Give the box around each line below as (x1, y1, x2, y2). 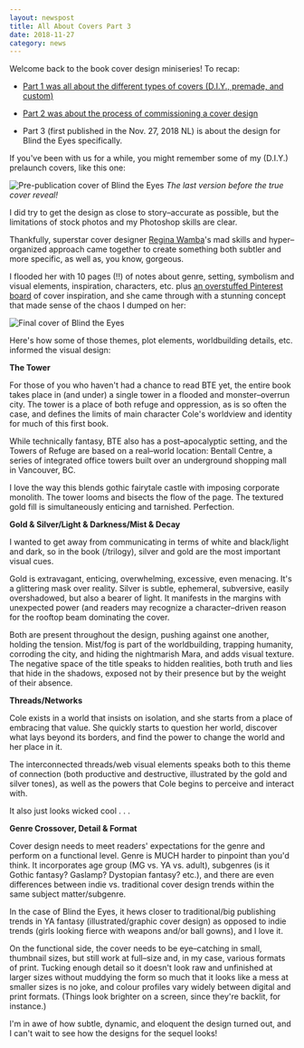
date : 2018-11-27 (9, 30, 75, 39)
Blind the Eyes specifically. (22, 135, 123, 146)
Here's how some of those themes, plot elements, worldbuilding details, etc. (9, 335, 293, 346)
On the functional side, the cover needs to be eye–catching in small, (9, 943, 262, 954)
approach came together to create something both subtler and (48, 244, 282, 255)
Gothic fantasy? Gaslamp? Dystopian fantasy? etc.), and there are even (9, 870, 274, 880)
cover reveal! (9, 189, 59, 200)
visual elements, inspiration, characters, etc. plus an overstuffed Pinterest (9, 281, 283, 292)
